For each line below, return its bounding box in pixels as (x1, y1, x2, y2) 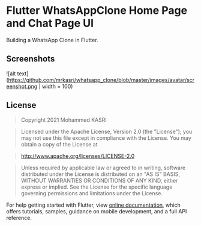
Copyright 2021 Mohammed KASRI (20, 116, 107, 124)
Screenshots (6, 54, 55, 64)
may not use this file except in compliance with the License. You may (20, 134, 192, 142)
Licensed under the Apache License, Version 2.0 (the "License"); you (20, 128, 193, 135)
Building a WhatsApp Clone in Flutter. (6, 36, 98, 43)
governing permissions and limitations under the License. (20, 189, 163, 196)
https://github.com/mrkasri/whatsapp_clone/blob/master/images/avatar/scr (8, 76, 195, 83)
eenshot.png (6, 83, 38, 90)
